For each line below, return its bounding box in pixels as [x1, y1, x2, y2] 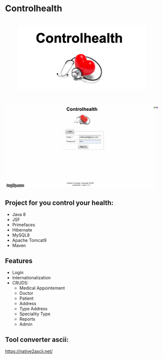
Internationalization [12, 275, 51, 281]
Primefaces [12, 222, 36, 228]
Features [5, 256, 33, 265]
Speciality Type [19, 311, 51, 317]
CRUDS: [12, 280, 29, 286]
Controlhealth [5, 3, 62, 14]
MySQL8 [12, 232, 30, 238]
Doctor [19, 290, 34, 296]
